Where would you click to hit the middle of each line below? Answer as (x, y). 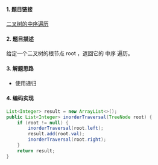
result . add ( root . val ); (56, 134)
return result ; (36, 151)
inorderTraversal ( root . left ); (66, 128)
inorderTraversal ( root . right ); (67, 140)
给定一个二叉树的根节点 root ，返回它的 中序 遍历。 (70, 53)
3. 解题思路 (20, 69)
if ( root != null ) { (43, 123)
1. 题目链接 (20, 9)
